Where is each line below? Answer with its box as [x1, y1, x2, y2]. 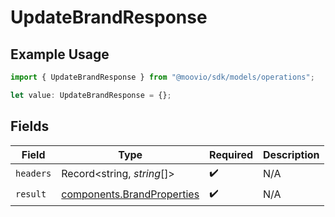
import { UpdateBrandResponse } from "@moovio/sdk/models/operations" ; [10, 72, 315, 82]
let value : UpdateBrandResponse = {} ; [10, 90, 172, 100]
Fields [10, 118, 50, 135]
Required [209, 147, 254, 161]
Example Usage [10, 46, 110, 63]
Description [263, 147, 320, 161]
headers [15, 168, 52, 180]
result [15, 189, 47, 200]
